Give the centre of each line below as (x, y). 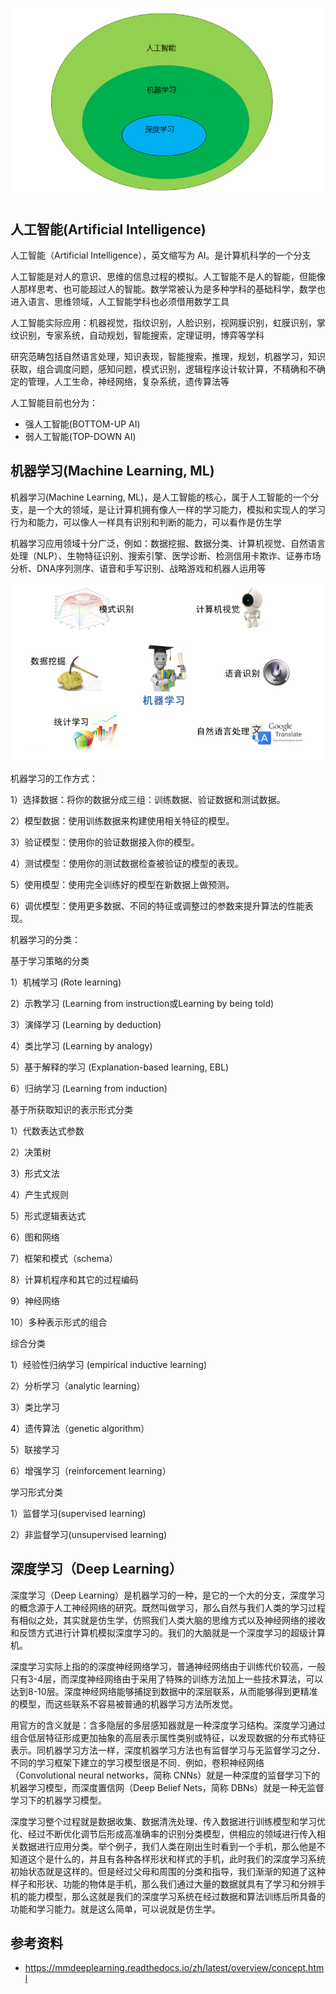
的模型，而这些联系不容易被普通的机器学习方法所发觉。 (124, 1704)
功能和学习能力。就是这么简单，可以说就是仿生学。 (115, 1909)
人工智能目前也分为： (54, 403)
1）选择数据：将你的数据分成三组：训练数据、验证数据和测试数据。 (148, 799)
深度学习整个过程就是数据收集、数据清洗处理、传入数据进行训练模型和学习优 (168, 1821)
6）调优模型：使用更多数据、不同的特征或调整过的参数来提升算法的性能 (157, 905)
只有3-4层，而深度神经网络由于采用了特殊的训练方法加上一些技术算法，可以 (167, 1679)
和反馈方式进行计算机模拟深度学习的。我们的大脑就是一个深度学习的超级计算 (168, 1632)
